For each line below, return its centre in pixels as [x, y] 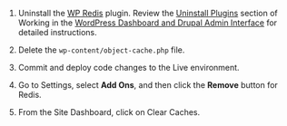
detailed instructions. [57, 32]
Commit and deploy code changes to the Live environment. [129, 68]
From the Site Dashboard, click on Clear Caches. [109, 112]
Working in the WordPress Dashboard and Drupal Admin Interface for [148, 23]
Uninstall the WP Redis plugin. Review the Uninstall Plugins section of [148, 13]
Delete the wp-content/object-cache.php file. [101, 50]
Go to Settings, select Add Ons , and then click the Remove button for [148, 85]
